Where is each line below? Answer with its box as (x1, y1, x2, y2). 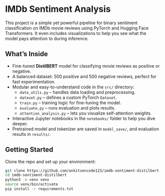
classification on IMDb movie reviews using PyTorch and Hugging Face (5, 25, 149, 31)
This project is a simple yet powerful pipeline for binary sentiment (5, 20, 138, 26)
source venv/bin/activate (5, 182, 58, 187)
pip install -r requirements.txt (5, 187, 74, 192)
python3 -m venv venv (5, 177, 50, 182)
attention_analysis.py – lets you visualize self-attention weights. (19, 110, 152, 116)
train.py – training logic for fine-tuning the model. (19, 100, 121, 106)
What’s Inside (5, 50, 48, 58)
